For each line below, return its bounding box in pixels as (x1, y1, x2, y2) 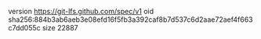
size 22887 (42, 23, 78, 32)
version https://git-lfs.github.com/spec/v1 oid (8, 7, 154, 16)
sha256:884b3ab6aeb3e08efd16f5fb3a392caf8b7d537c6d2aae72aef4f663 (8, 15, 253, 24)
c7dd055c (8, 23, 41, 32)
